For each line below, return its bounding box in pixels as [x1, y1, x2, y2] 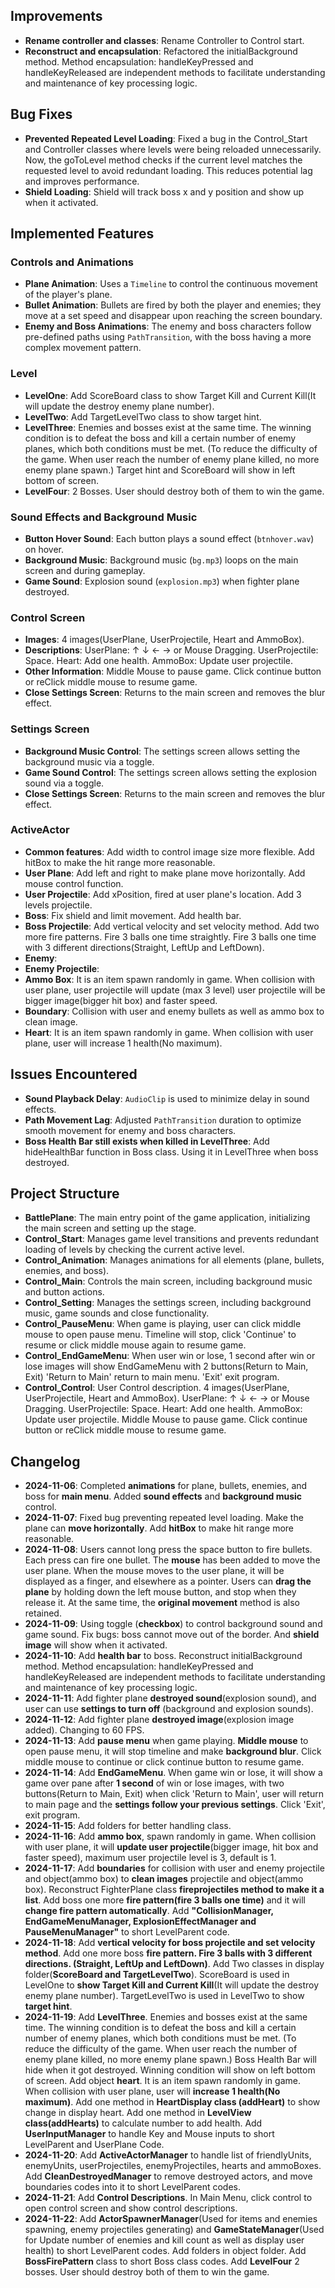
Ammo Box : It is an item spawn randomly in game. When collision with [24, 973, 315, 985]
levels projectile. [24, 899, 93, 911]
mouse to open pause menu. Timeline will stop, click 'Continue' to [24, 1329, 297, 1341]
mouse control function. [24, 877, 124, 889]
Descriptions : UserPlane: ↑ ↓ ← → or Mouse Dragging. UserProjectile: [24, 644, 319, 656]
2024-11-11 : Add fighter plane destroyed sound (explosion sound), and [24, 1692, 317, 1704]
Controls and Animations [10, 255, 135, 269]
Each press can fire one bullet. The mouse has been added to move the [24, 1554, 321, 1566]
